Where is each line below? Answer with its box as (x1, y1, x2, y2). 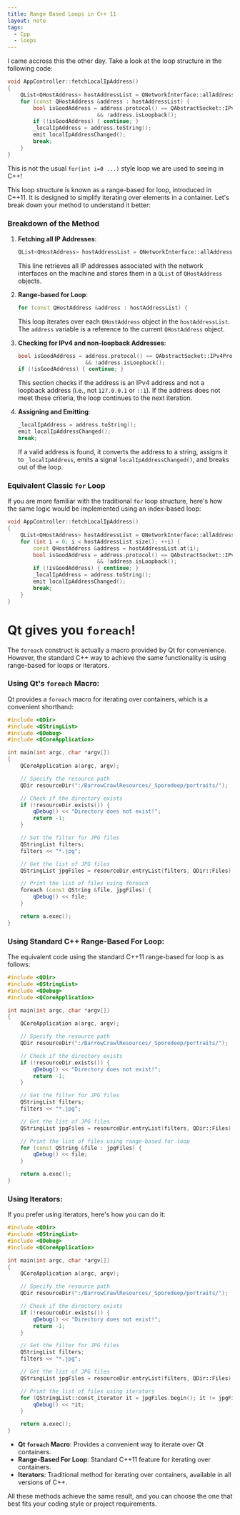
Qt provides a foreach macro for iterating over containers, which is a (7, 694, 209, 704)
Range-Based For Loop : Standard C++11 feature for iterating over (17, 1455, 211, 1464)
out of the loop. (17, 462, 64, 471)
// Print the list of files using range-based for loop (20, 1137, 191, 1145)
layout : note (7, 17, 46, 24)
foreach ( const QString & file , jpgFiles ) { (20, 886, 152, 894)
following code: (7, 64, 53, 73)
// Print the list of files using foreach (20, 880, 149, 887)
